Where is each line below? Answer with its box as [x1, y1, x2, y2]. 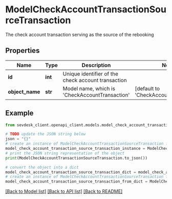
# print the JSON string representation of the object [5, 150, 125, 156]
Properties [5, 46, 40, 55]
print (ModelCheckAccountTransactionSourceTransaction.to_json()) [5, 155, 147, 161]
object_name [8, 88, 40, 95]
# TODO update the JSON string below [5, 132, 86, 137]
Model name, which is [62, 85, 115, 92]
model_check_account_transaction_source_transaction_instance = [5, 146, 145, 151]
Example [5, 109, 34, 117]
